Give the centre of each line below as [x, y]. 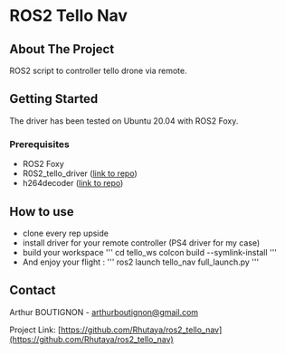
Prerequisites [39, 144]
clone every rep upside [65, 233]
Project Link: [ [35, 330]
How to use [42, 212]
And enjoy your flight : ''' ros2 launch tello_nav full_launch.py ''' [141, 262]
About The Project [62, 49]
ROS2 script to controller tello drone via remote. [98, 70]
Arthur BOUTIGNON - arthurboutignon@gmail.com [104, 312]
